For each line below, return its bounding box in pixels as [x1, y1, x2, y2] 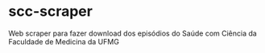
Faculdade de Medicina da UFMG [8, 36, 119, 46]
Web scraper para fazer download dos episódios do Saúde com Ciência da [8, 28, 258, 38]
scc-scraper [8, 2, 93, 21]
